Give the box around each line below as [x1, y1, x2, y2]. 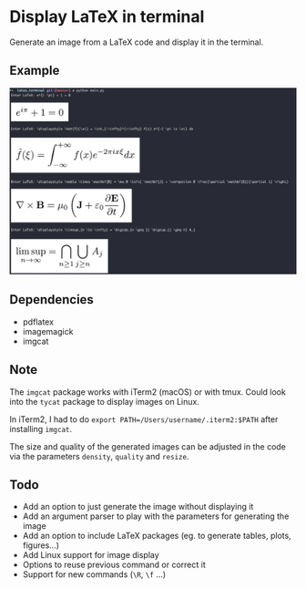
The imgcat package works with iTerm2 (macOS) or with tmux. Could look [9, 386, 287, 398]
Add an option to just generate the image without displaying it [22, 501, 254, 512]
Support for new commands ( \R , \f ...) [22, 569, 167, 580]
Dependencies [9, 292, 94, 307]
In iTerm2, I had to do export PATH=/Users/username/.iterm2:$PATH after [9, 413, 279, 425]
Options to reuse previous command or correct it [22, 559, 207, 571]
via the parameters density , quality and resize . [9, 450, 189, 461]
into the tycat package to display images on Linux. [9, 396, 200, 407]
